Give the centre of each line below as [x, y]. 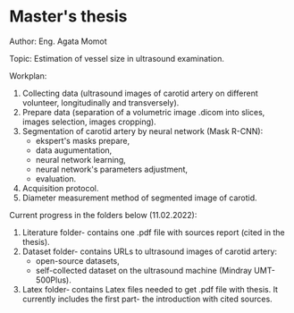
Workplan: [28, 76]
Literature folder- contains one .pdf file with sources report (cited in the [153, 232]
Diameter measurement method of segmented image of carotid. [139, 198]
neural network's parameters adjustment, [111, 169]
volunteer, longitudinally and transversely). [101, 102]
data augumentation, [74, 150]
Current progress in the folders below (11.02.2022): [103, 215]
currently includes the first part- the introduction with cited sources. [147, 299]
